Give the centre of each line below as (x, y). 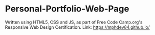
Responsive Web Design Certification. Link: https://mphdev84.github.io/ (77, 27)
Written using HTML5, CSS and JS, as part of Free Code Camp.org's (74, 22)
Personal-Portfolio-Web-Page (67, 9)
